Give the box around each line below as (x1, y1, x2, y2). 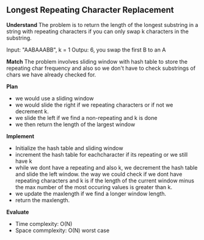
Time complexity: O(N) (15, 220, 73, 227)
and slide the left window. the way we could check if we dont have (15, 170, 183, 178)
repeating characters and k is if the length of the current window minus (15, 177, 194, 184)
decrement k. (15, 107, 49, 115)
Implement (6, 132, 35, 140)
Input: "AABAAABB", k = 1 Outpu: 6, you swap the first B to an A (6, 46, 166, 53)
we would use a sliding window (15, 94, 94, 102)
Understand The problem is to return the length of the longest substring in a (6, 21, 199, 28)
